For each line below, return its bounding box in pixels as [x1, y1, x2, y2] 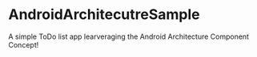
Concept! [8, 40, 39, 49]
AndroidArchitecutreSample [8, 6, 200, 24]
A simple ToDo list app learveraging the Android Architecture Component [8, 32, 250, 41]
